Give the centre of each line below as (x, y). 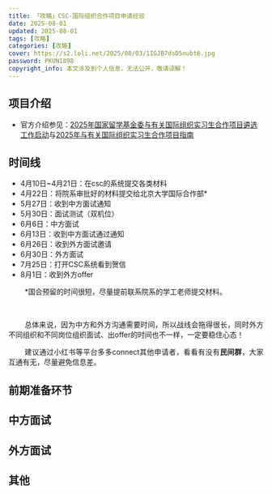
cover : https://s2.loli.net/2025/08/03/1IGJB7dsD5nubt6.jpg (112, 53)
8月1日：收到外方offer (57, 275)
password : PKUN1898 (41, 62)
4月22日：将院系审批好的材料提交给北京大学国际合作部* (114, 194)
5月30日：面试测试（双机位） (69, 214)
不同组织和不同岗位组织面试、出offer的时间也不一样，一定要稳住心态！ (126, 335)
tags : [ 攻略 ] (29, 38)
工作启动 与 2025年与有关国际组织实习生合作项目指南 (107, 134)
